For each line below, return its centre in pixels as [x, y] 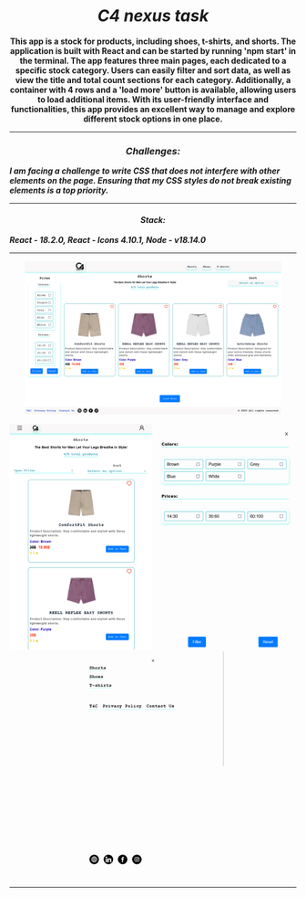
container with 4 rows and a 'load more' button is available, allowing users [153, 90]
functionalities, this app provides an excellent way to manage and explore [153, 109]
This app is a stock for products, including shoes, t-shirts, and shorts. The [153, 41]
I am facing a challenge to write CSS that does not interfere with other [145, 171]
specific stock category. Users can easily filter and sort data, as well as [153, 70]
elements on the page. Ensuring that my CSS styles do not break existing [150, 181]
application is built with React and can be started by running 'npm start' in [153, 50]
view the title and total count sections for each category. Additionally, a [153, 79]
